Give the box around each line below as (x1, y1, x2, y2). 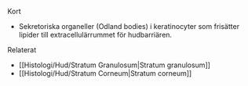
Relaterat (7, 45, 37, 54)
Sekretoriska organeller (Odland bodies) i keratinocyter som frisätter (18, 22, 240, 30)
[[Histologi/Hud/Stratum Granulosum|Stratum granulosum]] (18, 60, 211, 70)
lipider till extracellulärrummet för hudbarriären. (18, 30, 173, 39)
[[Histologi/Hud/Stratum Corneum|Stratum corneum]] (18, 69, 192, 77)
